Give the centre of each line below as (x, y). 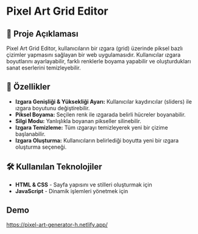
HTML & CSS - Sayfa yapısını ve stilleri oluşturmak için (83, 185)
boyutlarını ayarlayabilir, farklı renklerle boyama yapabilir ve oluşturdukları (99, 61)
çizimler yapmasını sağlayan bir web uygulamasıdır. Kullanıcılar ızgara (94, 55)
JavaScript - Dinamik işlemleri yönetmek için (72, 191)
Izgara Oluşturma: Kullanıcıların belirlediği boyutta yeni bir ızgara (97, 140)
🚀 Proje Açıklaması (42, 34)
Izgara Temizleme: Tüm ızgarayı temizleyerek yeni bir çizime (92, 127)
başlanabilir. (30, 134)
